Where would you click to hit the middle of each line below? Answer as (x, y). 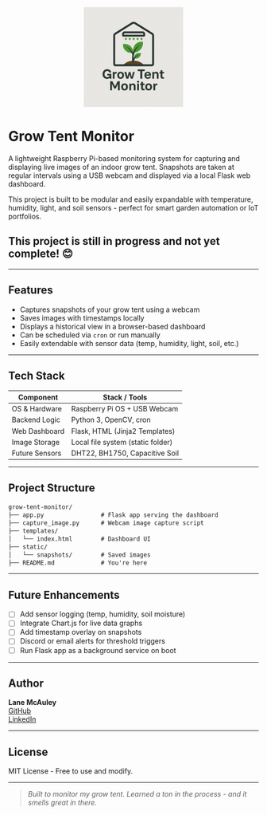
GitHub (20, 711)
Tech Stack (37, 375)
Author (26, 683)
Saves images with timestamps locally (82, 317)
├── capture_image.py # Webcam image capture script (106, 523)
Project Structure (52, 488)
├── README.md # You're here (78, 563)
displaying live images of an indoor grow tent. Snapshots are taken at (121, 167)
